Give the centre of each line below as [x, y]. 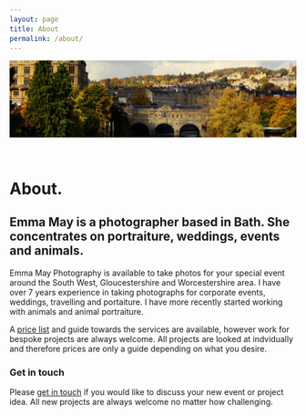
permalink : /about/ [46, 38]
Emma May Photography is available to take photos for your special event [147, 273]
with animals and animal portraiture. [76, 311]
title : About [34, 29]
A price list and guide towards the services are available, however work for [149, 329]
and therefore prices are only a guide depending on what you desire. [138, 348]
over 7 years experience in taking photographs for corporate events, [138, 292]
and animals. [47, 251]
